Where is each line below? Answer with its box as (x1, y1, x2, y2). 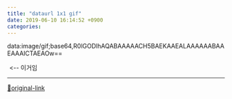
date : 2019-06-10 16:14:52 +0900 (7, 17, 104, 24)
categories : (7, 23, 41, 30)
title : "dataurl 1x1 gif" (7, 10, 81, 17)
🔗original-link (7, 84, 46, 92)
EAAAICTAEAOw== (7, 49, 63, 57)
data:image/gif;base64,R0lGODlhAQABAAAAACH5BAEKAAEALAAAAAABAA (7, 42, 224, 51)
